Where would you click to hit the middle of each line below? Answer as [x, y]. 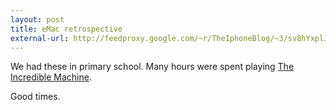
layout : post [37, 19]
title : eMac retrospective [66, 29]
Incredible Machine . [51, 77]
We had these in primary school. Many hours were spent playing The [152, 67]
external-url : [40, 38]
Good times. [35, 97]
